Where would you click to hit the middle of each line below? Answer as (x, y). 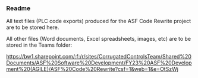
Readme (18, 8)
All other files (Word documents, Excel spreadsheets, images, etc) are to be (99, 39)
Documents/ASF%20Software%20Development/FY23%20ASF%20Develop (99, 63)
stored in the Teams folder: (39, 45)
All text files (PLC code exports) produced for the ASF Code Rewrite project (99, 21)
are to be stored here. (33, 27)
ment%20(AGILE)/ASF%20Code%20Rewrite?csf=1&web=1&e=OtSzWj (92, 69)
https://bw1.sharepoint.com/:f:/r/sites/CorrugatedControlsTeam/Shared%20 (99, 57)
